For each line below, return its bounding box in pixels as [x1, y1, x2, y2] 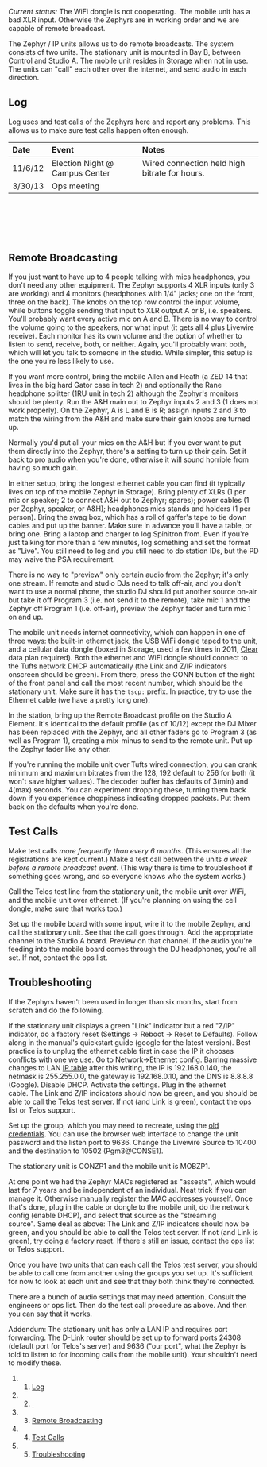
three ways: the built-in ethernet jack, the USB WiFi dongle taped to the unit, [8, 636, 258, 646]
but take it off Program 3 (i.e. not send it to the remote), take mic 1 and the [8, 595, 250, 605]
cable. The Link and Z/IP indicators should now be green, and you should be [8, 1088, 258, 1097]
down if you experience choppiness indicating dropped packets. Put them [8, 794, 250, 803]
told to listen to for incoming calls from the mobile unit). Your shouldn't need [8, 1349, 257, 1359]
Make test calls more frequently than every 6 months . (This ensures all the [8, 846, 252, 855]
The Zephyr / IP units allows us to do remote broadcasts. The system [8, 39, 234, 48]
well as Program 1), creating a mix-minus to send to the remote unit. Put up [8, 736, 253, 745]
